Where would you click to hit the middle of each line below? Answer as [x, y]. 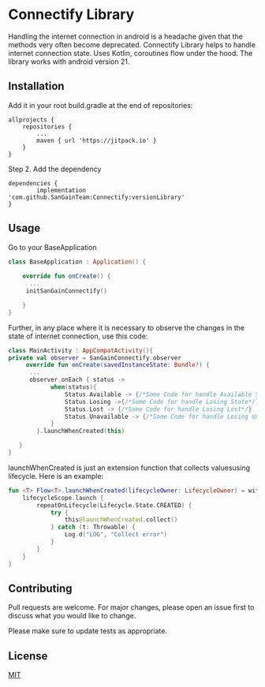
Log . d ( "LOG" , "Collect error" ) [116, 535]
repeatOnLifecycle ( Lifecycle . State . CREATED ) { [114, 505]
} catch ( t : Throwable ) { [93, 527]
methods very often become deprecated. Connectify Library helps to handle [132, 44]
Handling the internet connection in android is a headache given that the [125, 36]
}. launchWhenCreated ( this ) [81, 431]
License [28, 656]
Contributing [40, 588]
